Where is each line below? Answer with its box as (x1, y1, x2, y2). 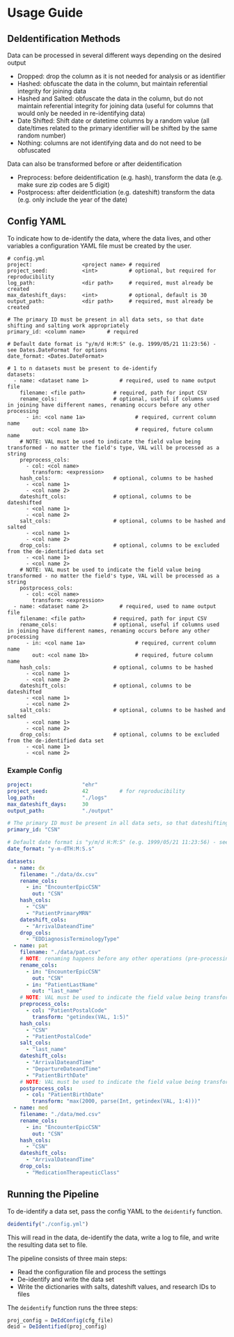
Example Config (7, 765, 63, 775)
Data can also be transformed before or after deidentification (7, 160, 182, 168)
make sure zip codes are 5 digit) (17, 181, 110, 189)
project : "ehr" (7, 781, 98, 789)
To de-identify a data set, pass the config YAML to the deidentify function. (7, 1207, 223, 1215)
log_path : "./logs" (7, 794, 108, 801)
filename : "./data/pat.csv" (19, 949, 101, 956)
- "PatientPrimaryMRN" (25, 909, 92, 916)
